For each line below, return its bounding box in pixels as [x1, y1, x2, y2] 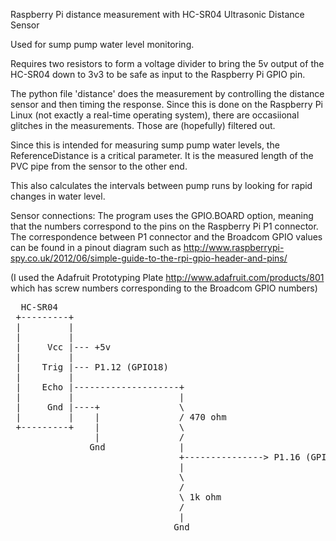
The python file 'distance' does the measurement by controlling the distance [10, 88, 325, 99]
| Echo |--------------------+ [15, 382, 185, 393]
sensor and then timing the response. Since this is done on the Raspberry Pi [10, 99, 323, 110]
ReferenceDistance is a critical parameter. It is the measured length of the [10, 150, 314, 161]
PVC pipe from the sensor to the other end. [10, 160, 188, 172]
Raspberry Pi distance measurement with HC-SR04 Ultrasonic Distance [10, 9, 305, 20]
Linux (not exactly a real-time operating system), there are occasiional [10, 109, 300, 121]
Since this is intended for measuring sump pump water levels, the [10, 139, 280, 151]
